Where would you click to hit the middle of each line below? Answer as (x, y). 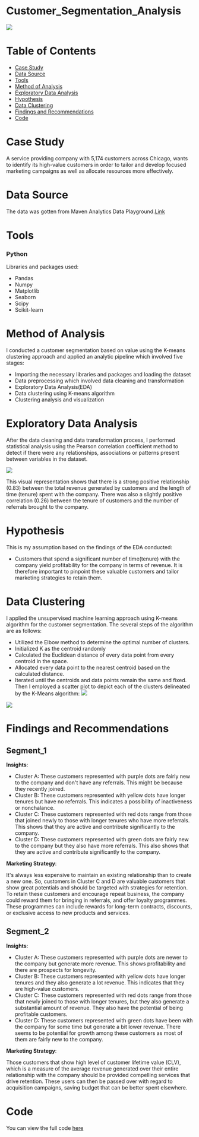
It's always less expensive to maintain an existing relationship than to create (99, 875)
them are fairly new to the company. (59, 1039)
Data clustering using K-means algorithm (64, 394)
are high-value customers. (47, 989)
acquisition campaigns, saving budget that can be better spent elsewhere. (97, 1087)
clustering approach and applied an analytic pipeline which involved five (94, 357)
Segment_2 (28, 931)
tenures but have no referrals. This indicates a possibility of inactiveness (103, 801)
